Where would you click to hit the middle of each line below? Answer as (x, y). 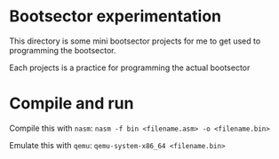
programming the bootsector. (63, 50)
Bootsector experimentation (116, 16)
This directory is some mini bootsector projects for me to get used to (135, 41)
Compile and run (72, 103)
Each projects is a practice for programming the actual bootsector (130, 68)
